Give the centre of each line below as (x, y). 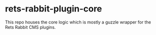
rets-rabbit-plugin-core (53, 9)
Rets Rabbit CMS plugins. (30, 27)
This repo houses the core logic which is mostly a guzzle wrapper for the (78, 22)
